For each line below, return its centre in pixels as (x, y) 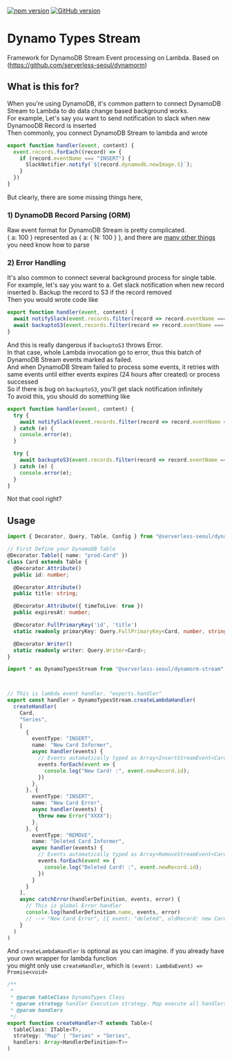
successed (23, 381)
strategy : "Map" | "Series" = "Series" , (72, 1036)
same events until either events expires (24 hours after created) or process (114, 374)
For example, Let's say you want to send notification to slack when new (109, 118)
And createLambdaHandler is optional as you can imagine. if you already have (116, 951)
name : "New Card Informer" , (72, 745)
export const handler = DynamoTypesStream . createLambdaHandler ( (101, 700)
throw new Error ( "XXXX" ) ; (75, 815)
